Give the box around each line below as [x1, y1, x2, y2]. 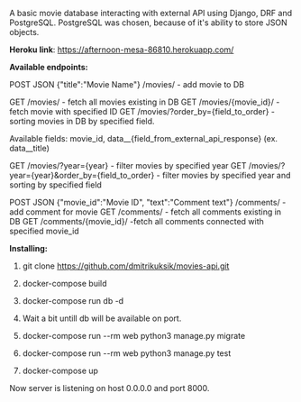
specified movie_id [9, 225, 79, 236]
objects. [9, 27, 40, 37]
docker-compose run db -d [22, 296, 124, 306]
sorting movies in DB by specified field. [9, 116, 155, 126]
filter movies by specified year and [161, 170, 291, 180]
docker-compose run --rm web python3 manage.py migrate [22, 331, 246, 341]
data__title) [9, 143, 50, 153]
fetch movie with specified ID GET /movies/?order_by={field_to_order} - [9, 106, 276, 116]
